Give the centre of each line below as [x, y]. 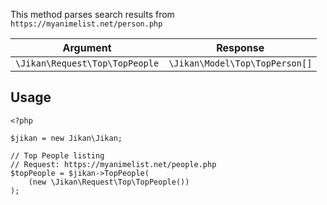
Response [240, 47]
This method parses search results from [92, 14]
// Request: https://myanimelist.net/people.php [113, 164]
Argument [87, 47]
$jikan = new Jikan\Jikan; [66, 138]
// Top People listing [57, 155]
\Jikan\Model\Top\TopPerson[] [240, 63]
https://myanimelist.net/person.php [86, 24]
